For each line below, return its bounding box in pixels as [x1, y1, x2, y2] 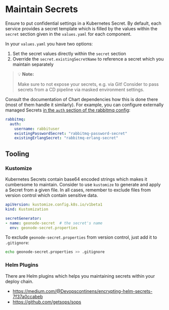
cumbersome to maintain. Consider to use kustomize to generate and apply [5, 182, 161, 187]
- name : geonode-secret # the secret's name [5, 221, 102, 226]
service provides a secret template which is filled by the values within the [5, 25, 158, 31]
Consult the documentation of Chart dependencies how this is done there [5, 96, 158, 102]
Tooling [5, 149, 29, 158]
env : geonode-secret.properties [10, 225, 78, 230]
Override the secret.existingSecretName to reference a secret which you [12, 56, 164, 62]
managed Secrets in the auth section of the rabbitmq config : [5, 107, 131, 113]
